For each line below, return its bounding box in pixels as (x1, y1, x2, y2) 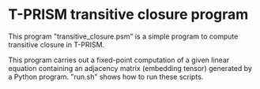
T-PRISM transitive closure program (8, 6, 249, 24)
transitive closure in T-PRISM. (8, 39, 105, 49)
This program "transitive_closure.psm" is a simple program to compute (8, 32, 239, 41)
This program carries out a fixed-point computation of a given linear (8, 55, 230, 65)
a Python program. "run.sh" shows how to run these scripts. (8, 72, 204, 81)
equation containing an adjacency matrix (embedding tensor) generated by (8, 63, 253, 72)
